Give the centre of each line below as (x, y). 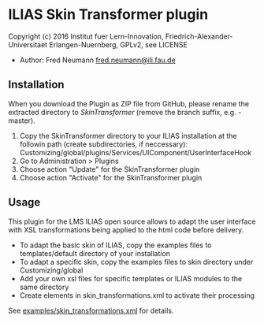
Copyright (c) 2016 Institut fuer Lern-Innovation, (86, 36)
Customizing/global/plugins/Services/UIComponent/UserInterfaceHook (136, 152)
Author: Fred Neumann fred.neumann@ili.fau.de (97, 60)
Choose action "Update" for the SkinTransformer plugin (110, 169)
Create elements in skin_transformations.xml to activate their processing (137, 295)
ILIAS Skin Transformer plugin (108, 15)
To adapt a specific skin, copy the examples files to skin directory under (136, 262)
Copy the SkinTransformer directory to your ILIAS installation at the (128, 136)
